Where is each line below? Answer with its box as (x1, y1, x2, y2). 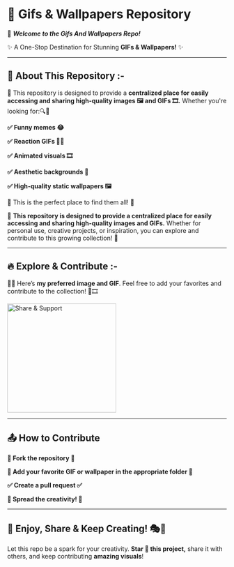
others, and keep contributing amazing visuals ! (7, 552, 144, 561)
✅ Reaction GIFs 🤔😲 (7, 137, 65, 145)
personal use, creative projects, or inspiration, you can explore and (7, 226, 199, 234)
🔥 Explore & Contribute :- (7, 261, 118, 273)
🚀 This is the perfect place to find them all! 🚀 (7, 198, 134, 206)
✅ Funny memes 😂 (7, 123, 65, 131)
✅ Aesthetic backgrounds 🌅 (7, 167, 89, 176)
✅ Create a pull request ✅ (7, 481, 82, 490)
